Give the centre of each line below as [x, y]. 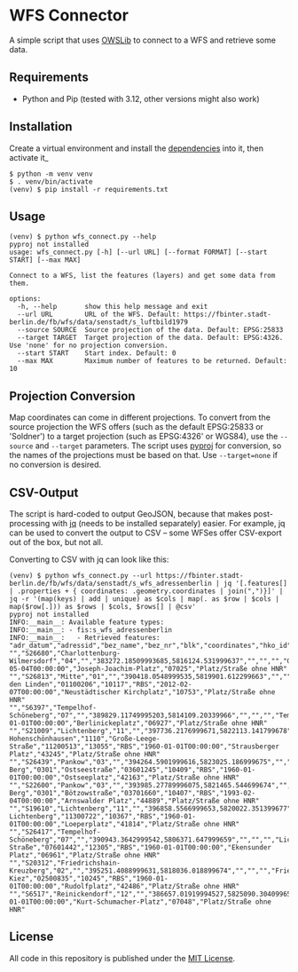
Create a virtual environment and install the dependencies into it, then [137, 148]
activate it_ [29, 157]
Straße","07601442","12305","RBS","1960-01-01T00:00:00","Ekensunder [141, 848]
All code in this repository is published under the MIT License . [122, 958]
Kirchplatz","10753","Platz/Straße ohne [200, 692]
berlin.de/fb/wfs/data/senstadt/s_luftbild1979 [99, 322]
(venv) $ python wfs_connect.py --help [83, 237]
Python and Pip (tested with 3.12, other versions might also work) [141, 99]
